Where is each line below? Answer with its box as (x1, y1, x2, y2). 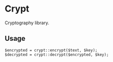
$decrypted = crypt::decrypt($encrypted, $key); (5, 52, 109, 57)
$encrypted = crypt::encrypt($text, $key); (5, 47, 98, 53)
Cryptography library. (5, 20, 49, 26)
